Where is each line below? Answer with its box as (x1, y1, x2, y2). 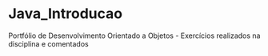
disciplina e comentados (8, 39, 90, 48)
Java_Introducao (8, 5, 122, 23)
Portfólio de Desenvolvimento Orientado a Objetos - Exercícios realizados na (8, 31, 261, 40)
